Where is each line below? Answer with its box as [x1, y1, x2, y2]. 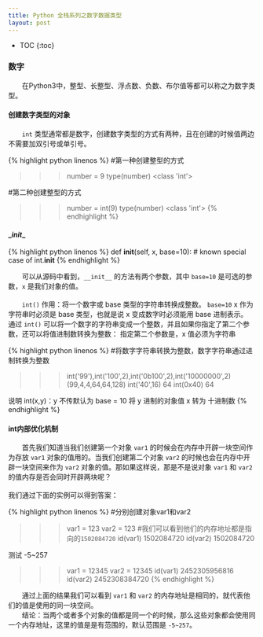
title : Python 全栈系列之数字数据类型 [8, 11, 122, 20]
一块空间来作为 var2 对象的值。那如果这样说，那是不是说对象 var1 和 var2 [14, 462, 253, 472]
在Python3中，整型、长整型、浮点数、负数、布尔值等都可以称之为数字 [21, 80, 249, 90]
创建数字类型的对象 [8, 110, 71, 120]
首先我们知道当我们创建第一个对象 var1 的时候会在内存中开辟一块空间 [21, 443, 247, 452]
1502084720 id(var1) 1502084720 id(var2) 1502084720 [80, 534, 255, 543]
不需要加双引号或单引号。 [8, 139, 91, 148]
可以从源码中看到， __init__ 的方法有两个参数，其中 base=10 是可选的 [21, 272, 246, 282]
